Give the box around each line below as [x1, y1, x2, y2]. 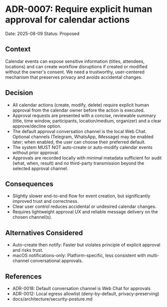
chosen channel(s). [12, 214, 52, 220]
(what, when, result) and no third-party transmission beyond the [12, 160, 145, 166]
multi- [147, 253, 160, 259]
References [5, 272, 42, 281]
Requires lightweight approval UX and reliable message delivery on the [12, 209, 158, 215]
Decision [5, 89, 33, 97]
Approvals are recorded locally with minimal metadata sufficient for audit [12, 154, 162, 160]
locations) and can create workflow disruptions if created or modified [5, 63, 148, 69]
